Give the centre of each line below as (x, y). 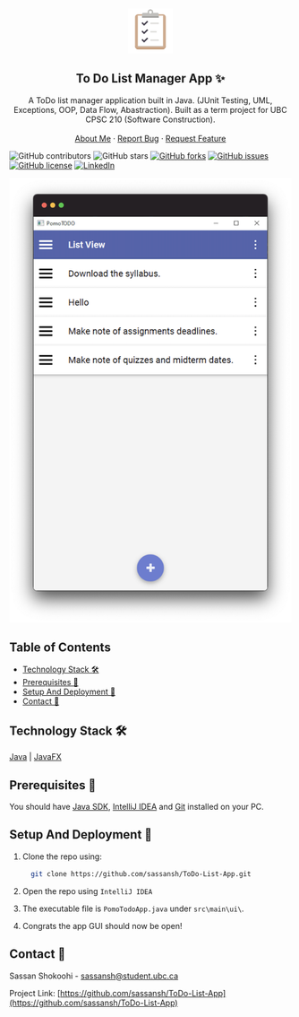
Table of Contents (60, 647)
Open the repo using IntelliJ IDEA (87, 891)
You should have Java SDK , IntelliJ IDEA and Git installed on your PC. (137, 807)
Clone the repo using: (62, 856)
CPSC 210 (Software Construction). (150, 119)
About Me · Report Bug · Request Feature (150, 138)
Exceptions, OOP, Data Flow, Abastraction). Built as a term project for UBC (150, 109)
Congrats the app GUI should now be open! (102, 926)
